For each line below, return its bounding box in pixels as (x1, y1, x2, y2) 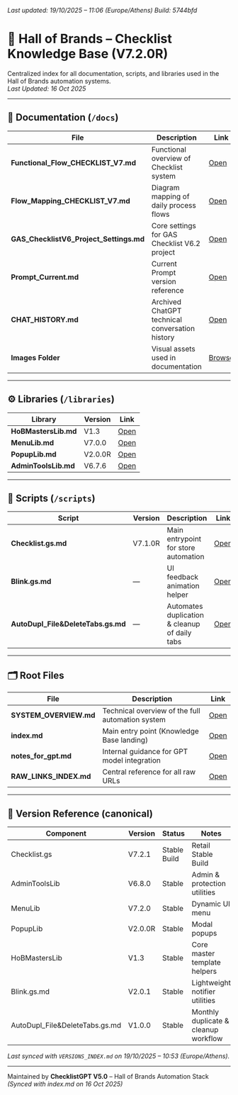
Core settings (151, 220, 197, 230)
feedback (166, 572, 199, 582)
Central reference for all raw (102, 767, 196, 777)
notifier (191, 987, 216, 996)
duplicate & (191, 1016, 229, 1026)
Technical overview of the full (102, 706, 200, 716)
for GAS (151, 230, 178, 240)
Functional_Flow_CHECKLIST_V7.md (11, 157, 137, 167)
